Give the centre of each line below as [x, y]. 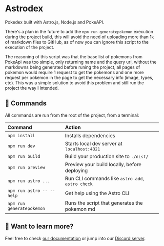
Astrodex [24, 9]
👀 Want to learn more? [40, 227]
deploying [76, 171]
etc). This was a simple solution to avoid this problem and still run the [74, 83]
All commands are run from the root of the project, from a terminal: [72, 115]
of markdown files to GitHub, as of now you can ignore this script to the [77, 42]
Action [73, 127]
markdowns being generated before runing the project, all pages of [73, 67]
